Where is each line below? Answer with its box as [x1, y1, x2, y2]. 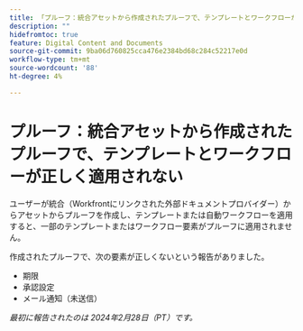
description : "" [9, 22, 70, 31]
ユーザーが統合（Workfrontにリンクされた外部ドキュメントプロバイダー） [9, 198, 284, 208]
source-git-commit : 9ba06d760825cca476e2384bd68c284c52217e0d [9, 47, 248, 56]
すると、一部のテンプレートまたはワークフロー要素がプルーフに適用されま [9, 220, 285, 231]
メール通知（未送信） [22, 292, 102, 303]
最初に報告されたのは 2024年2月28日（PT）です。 [9, 312, 197, 323]
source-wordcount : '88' [9, 64, 99, 73]
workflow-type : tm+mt [9, 55, 91, 64]
